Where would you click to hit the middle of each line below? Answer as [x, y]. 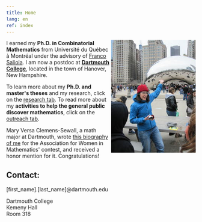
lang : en [17, 19]
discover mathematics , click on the [50, 113]
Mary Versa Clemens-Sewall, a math [51, 131]
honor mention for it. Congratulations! [53, 156]
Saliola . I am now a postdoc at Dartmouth [58, 63]
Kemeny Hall [22, 208]
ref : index [20, 25]
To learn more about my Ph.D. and [49, 87]
